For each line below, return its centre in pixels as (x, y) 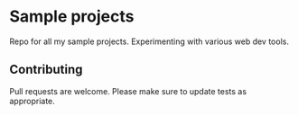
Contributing (46, 70)
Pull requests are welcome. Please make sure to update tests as (128, 91)
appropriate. (33, 101)
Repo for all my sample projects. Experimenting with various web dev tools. (149, 41)
